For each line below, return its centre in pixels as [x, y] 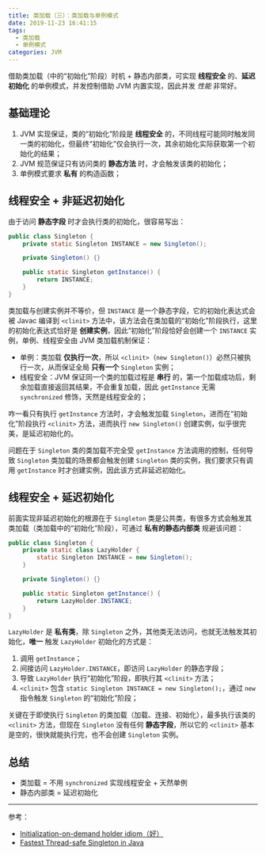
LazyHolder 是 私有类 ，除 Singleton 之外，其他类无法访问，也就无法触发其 [129, 632]
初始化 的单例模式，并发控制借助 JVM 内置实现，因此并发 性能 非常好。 [125, 86]
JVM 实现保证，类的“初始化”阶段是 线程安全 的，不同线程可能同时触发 [134, 134]
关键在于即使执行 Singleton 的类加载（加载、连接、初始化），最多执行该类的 [132, 715]
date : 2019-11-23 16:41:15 [53, 23]
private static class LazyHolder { [81, 550]
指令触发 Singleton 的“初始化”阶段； [79, 698]
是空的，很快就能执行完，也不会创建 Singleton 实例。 [96, 735]
